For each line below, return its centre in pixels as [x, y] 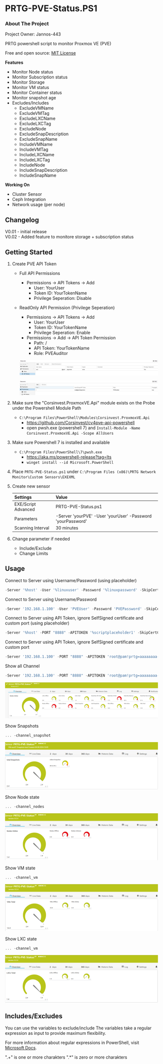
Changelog [22, 220]
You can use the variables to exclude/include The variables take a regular [78, 1028]
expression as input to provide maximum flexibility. [56, 1033]
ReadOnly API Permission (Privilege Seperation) [67, 308]
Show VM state [20, 868]
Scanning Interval [32, 528]
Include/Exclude [35, 548]
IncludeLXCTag [34, 160]
